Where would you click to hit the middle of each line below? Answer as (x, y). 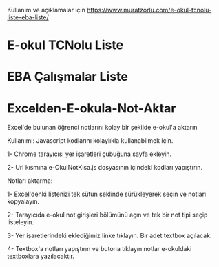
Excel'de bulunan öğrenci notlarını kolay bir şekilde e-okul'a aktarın (102, 128)
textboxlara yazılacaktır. (41, 256)
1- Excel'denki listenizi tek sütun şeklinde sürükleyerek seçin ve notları (107, 194)
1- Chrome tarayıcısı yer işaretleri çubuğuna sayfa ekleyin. (90, 154)
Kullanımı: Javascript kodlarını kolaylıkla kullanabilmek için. (90, 141)
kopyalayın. (23, 201)
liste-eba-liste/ (28, 17)
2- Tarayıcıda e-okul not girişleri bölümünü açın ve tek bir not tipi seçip (107, 215)
